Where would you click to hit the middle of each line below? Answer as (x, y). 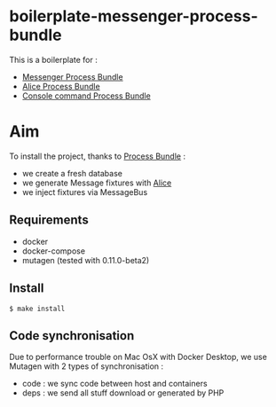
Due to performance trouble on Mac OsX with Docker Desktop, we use (138, 357)
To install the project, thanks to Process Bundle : (98, 156)
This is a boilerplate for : (53, 59)
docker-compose (54, 251)
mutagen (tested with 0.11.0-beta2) (86, 260)
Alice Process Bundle (61, 86)
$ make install (37, 309)
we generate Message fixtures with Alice (97, 183)
